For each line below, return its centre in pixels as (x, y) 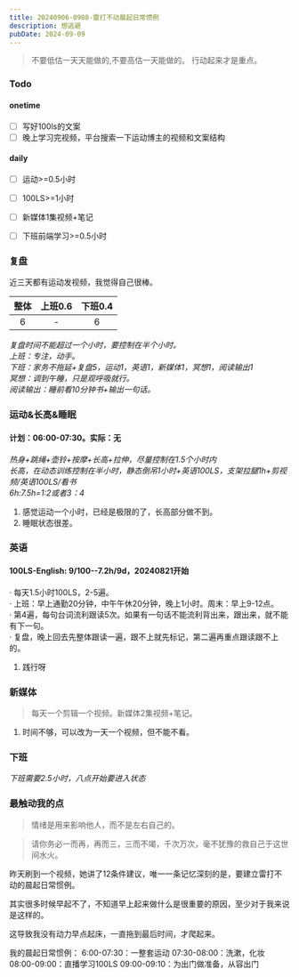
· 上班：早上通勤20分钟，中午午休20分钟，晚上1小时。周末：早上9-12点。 (144, 603)
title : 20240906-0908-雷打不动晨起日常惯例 (85, 17)
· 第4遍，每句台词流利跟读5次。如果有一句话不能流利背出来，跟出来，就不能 (149, 614)
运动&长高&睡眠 (43, 415)
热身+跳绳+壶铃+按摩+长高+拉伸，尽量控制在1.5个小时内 (113, 459)
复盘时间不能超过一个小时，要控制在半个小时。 (95, 345)
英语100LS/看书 (48, 481)
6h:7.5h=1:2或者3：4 (47, 493)
